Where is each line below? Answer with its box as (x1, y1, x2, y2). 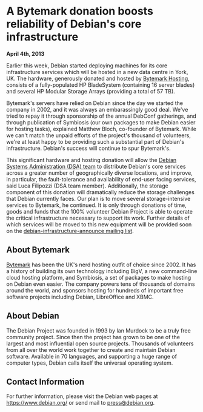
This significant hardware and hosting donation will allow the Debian (6, 156, 177, 163)
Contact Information (6, 376, 85, 387)
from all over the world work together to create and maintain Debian (6, 346, 176, 353)
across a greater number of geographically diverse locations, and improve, (6, 169, 193, 177)
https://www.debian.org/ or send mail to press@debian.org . (6, 399, 155, 407)
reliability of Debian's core (6, 17, 142, 31)
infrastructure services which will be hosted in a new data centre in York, (6, 68, 188, 75)
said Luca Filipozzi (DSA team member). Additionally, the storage (6, 182, 168, 189)
